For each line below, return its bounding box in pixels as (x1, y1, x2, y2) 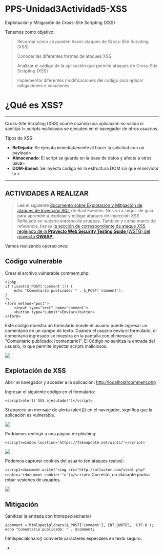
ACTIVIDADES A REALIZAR (5, 189, 89, 198)
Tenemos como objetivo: (5, 29, 55, 35)
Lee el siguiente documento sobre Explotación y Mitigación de (17, 202, 143, 208)
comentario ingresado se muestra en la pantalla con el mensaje (5, 332, 133, 338)
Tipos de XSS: (5, 135, 34, 141)
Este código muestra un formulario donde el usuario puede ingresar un (5, 322, 147, 328)
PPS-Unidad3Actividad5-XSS (5, 3, 127, 15)
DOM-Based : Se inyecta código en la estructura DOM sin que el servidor (12, 165, 159, 171)
